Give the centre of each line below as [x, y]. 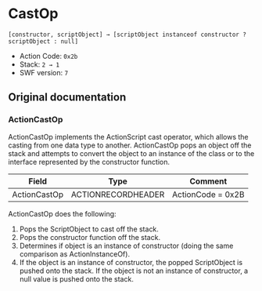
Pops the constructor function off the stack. [90, 237]
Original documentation [67, 98]
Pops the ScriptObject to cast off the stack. [89, 229]
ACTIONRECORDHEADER [118, 195]
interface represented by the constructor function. [89, 162]
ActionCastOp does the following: [62, 213]
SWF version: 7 [44, 72]
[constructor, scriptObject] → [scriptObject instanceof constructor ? [127, 35]
